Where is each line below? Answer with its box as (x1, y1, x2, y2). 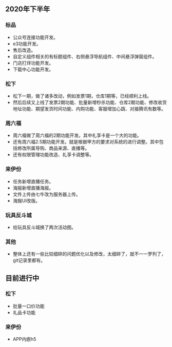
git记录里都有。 (12, 257, 46, 263)
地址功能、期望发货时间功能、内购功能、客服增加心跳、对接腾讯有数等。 (12, 106, 166, 112)
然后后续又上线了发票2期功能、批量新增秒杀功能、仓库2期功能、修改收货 (12, 99, 167, 105)
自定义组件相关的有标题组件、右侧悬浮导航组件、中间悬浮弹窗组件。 (12, 53, 157, 59)
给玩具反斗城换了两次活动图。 (12, 224, 76, 230)
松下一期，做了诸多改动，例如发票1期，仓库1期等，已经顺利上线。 (12, 93, 152, 99)
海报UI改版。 (12, 197, 40, 203)
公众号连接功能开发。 (12, 34, 58, 40)
